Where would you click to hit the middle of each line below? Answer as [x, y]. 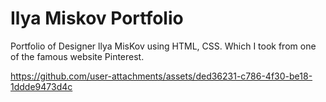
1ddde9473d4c [41, 86]
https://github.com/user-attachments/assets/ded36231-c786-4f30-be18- [161, 76]
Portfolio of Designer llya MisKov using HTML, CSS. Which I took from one [163, 46]
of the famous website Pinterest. [77, 56]
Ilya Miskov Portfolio [97, 18]
